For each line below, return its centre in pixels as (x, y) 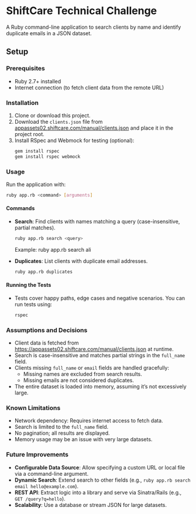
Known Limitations (33, 408)
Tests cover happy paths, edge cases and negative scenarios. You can (100, 298)
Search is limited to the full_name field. (61, 427)
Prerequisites (25, 69)
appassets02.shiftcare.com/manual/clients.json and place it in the (94, 128)
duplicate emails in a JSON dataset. (49, 33)
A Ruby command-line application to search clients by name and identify (94, 27)
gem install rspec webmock (47, 157)
